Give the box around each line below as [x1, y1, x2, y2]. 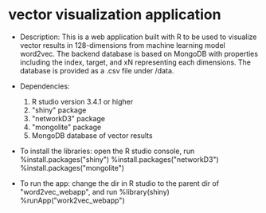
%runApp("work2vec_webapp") [19, 195, 125, 205]
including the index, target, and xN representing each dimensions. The [19, 57, 252, 67]
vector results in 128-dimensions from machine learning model [19, 40, 225, 49]
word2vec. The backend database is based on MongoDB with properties [19, 49, 259, 58]
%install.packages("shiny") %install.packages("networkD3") [19, 154, 219, 164]
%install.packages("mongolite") [19, 163, 125, 172]
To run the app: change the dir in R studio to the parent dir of [19, 178, 220, 188]
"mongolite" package [31, 122, 102, 132]
